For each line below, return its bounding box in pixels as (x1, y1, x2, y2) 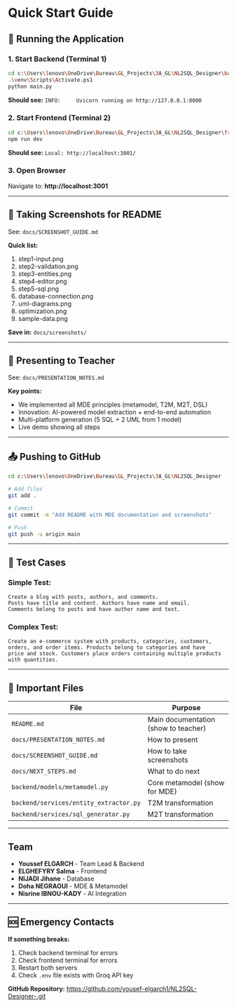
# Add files (8, 486, 43, 493)
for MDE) (147, 786, 177, 796)
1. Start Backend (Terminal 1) (8, 54, 107, 64)
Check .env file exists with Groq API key (18, 970, 134, 979)
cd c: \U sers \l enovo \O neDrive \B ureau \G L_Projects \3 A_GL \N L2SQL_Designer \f (8, 129, 228, 136)
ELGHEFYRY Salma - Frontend (18, 867, 107, 876)
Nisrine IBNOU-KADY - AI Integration (18, 890, 127, 898)
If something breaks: (8, 935, 70, 943)
